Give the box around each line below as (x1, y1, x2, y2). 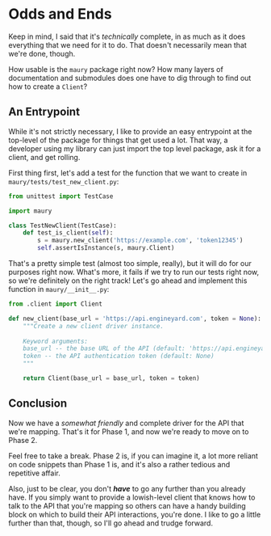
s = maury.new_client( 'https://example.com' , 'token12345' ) (37, 236, 244, 245)
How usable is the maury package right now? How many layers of (8, 64, 223, 74)
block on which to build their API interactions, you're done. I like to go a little (8, 509, 261, 519)
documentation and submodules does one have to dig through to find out (8, 73, 252, 82)
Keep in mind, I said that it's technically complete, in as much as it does (8, 32, 246, 41)
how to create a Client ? (8, 82, 88, 91)
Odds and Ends (8, 5, 112, 23)
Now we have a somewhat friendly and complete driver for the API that (8, 418, 244, 428)
